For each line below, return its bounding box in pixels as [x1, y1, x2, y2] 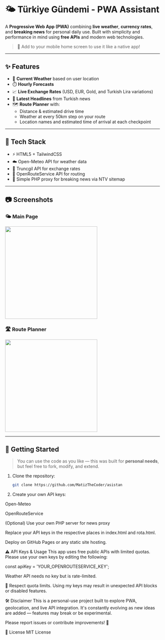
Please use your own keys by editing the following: [5, 554, 108, 560]
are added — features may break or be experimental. [5, 610, 112, 616]
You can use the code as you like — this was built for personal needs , [17, 458, 159, 464]
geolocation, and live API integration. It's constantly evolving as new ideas [5, 605, 155, 611]
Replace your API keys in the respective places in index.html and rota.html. [5, 530, 156, 535]
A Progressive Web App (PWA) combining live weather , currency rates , [5, 23, 153, 30]
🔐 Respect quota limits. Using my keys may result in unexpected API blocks [5, 583, 157, 589]
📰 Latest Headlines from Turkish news [12, 96, 91, 102]
